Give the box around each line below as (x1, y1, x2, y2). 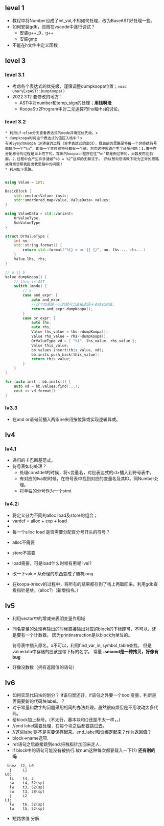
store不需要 (12, 550, 36, 556)
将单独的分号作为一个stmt (19, 488, 72, 494)
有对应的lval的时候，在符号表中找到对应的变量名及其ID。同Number (19, 476, 155, 481)
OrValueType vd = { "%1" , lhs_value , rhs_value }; (31, 338, 137, 343)
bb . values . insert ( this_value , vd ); (31, 347, 104, 352)
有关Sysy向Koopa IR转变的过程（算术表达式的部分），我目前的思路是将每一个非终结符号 (5, 141, 158, 146)
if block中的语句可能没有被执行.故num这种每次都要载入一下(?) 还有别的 (12, 747, 156, 753)
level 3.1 (5, 71, 24, 78)
